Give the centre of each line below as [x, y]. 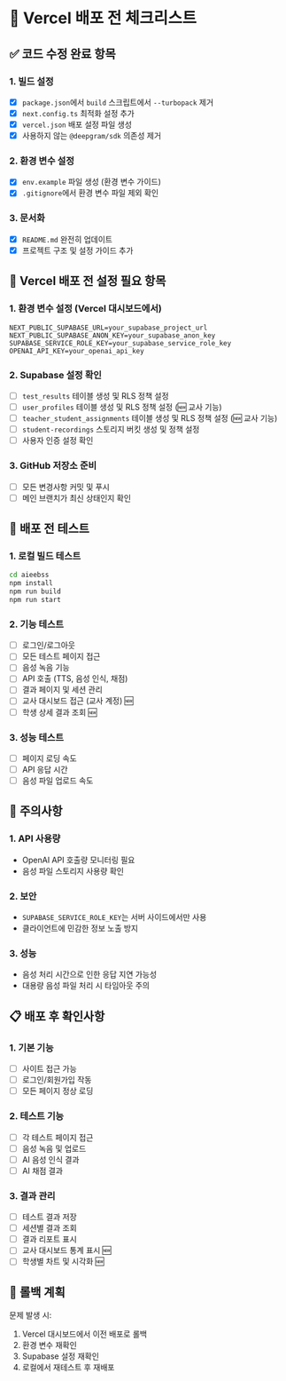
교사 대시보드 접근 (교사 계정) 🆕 [77, 701]
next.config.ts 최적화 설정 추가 [78, 113]
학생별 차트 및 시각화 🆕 [63, 1261]
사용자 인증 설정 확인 [58, 440]
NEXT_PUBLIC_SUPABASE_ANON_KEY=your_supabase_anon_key [112, 335]
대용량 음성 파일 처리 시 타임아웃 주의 [86, 986]
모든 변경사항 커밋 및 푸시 [66, 487]
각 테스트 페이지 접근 [58, 1137]
